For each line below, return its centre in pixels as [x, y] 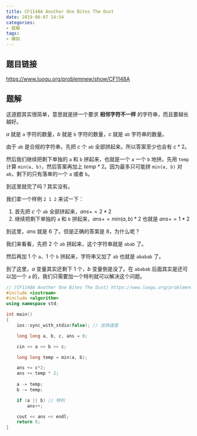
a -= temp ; [30, 384]
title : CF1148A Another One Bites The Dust [60, 11]
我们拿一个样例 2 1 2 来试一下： [45, 199]
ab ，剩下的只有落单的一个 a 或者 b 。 [50, 174]
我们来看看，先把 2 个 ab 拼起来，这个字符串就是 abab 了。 [77, 244]
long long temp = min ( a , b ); [52, 357]
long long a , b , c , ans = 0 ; [52, 336]
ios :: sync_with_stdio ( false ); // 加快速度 [67, 325]
